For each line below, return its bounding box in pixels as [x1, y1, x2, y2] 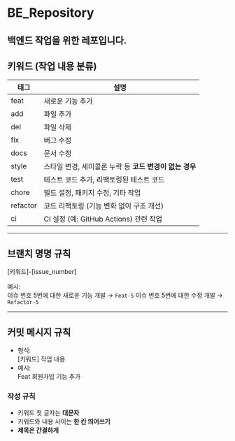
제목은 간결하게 [17, 426, 59, 435]
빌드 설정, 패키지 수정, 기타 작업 [43, 188, 141, 198]
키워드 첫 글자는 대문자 [17, 409, 80, 417]
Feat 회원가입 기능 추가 [17, 373, 81, 381]
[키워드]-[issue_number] [7, 268, 77, 276]
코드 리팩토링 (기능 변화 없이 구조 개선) [43, 201, 164, 211]
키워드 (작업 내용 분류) [7, 60, 97, 72]
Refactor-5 [7, 299, 39, 306]
